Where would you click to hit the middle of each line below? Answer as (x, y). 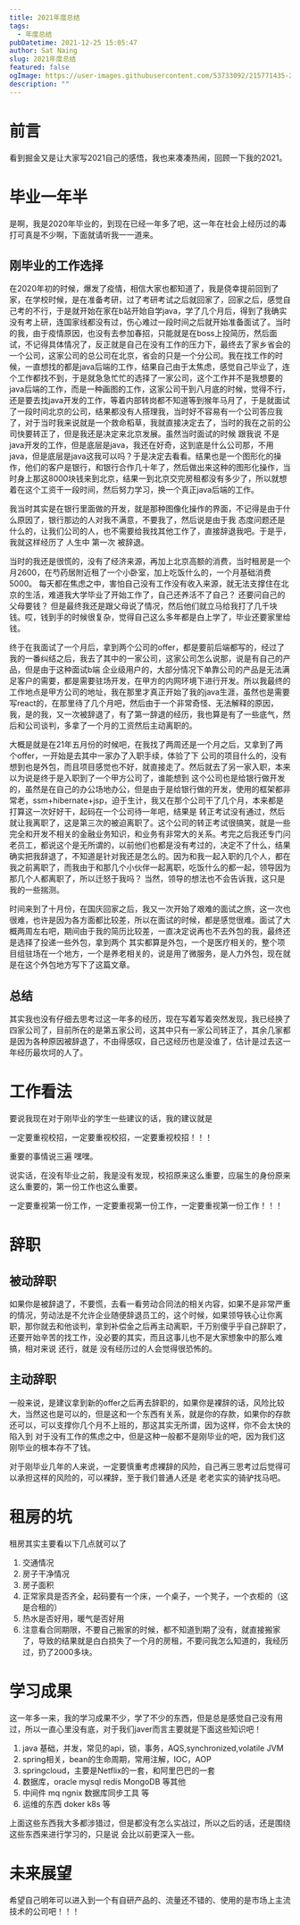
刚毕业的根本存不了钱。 (52, 1447)
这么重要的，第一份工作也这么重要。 (76, 1186)
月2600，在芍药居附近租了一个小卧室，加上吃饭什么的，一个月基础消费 (140, 572)
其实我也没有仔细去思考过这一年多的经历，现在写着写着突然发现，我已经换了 (150, 1019)
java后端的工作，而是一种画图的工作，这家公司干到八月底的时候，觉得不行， (150, 389)
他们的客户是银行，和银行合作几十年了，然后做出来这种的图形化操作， (154, 468)
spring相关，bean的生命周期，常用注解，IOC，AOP (117, 1759)
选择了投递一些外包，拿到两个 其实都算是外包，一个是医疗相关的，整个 (147, 942)
